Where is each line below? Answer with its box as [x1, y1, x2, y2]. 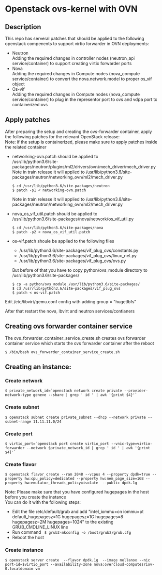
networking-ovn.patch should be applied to [12, 153, 99, 159]
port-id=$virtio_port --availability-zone [5, 562, 92, 567]
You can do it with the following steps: [5, 499, 81, 505]
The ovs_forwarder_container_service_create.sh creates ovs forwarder [5, 335, 146, 341]
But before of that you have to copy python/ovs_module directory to [12, 267, 147, 273]
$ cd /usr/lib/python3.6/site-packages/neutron [12, 183, 110, 188]
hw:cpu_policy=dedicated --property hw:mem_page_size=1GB [24, 476, 144, 481]
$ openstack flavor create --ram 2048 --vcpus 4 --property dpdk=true [5, 472, 150, 477]
